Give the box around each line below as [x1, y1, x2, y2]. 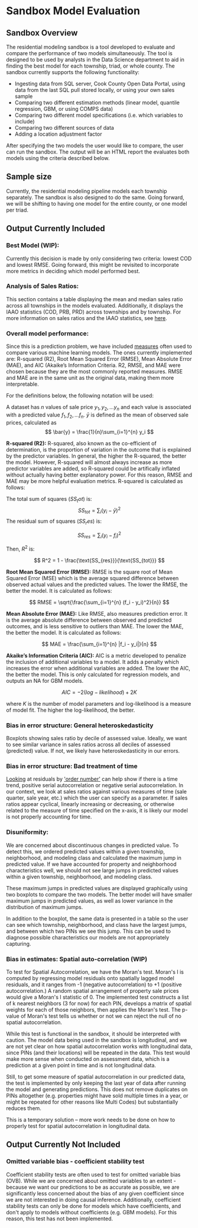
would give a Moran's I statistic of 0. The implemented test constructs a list [6, 994, 189, 1001]
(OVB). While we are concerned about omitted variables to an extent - [6, 1177, 176, 1184]
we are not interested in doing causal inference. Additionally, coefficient [6, 1196, 181, 1203]
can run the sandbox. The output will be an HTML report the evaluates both [6, 148, 190, 155]
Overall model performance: [6, 329, 89, 337]
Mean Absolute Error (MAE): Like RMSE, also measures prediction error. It [6, 610, 188, 617]
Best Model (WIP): [6, 241, 60, 250]
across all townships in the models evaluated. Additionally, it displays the [6, 302, 183, 309]
